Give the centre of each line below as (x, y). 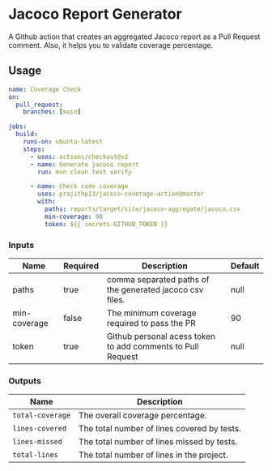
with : (47, 202)
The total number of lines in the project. (153, 455)
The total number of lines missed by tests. (158, 442)
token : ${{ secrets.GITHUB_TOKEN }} (106, 224)
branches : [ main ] (52, 112)
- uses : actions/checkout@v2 (79, 156)
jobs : (17, 126)
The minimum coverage (151, 313)
